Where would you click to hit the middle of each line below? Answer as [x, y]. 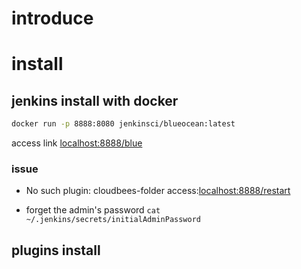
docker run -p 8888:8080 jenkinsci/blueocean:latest [123, 124]
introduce [52, 18]
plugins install [56, 250]
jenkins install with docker [95, 100]
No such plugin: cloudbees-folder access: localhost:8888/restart [158, 191]
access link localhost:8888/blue [77, 143]
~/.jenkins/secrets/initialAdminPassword [113, 220]
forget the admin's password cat [93, 210]
